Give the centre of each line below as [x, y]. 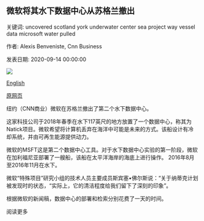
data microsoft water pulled [41, 34]
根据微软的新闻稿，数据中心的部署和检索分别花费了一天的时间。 [86, 198]
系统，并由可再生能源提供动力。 [52, 137]
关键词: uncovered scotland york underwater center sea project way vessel [101, 27]
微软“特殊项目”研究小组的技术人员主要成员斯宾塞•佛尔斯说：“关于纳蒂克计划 [102, 178]
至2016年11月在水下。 [34, 165]
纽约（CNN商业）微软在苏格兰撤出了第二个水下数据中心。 [79, 108]
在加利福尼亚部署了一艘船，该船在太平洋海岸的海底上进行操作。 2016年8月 [100, 157]
